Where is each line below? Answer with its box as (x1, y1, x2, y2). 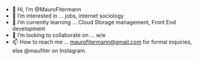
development (12, 25, 46, 32)
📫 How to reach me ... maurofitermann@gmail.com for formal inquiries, (12, 38, 192, 45)
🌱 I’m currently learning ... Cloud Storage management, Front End (12, 19, 176, 25)
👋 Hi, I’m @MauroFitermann (12, 6, 82, 13)
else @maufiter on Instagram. (12, 47, 87, 54)
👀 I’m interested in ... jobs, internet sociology (12, 12, 124, 19)
